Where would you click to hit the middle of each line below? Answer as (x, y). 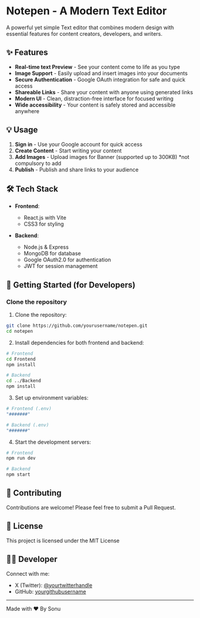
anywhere (27, 111)
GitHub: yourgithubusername (50, 591)
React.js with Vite (45, 218)
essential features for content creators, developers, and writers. (84, 33)
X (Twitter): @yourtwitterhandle (54, 585)
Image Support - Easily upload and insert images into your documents (101, 73)
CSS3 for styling (44, 224)
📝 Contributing (34, 493)
